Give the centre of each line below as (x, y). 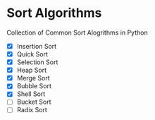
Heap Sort (32, 70)
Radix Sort (32, 110)
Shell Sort (31, 94)
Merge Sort (33, 78)
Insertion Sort (37, 46)
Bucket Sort (34, 102)
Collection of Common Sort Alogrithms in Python (77, 32)
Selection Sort (37, 62)
